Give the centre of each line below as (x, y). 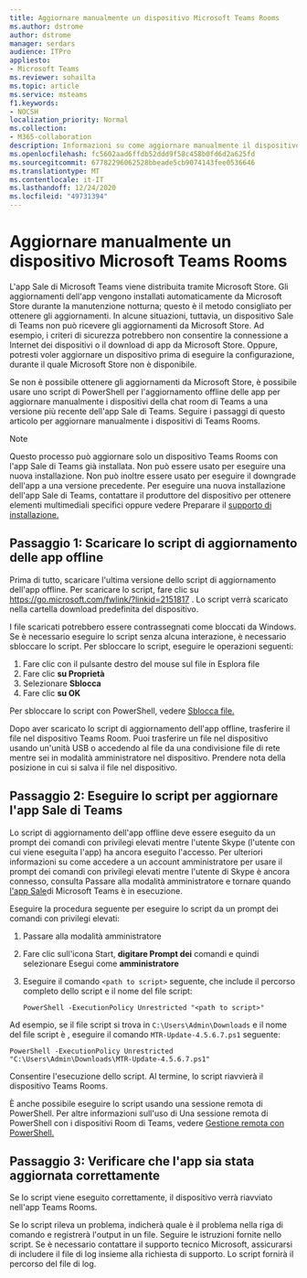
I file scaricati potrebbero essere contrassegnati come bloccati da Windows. (153, 627)
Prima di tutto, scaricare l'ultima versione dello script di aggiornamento (143, 580)
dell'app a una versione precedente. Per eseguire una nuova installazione (148, 485)
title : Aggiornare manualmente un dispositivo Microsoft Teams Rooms (145, 18)
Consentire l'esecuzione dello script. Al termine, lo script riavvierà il (136, 1076)
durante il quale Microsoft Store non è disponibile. (103, 364)
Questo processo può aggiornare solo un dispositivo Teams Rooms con (144, 456)
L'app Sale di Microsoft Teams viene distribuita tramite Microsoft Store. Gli (149, 286)
